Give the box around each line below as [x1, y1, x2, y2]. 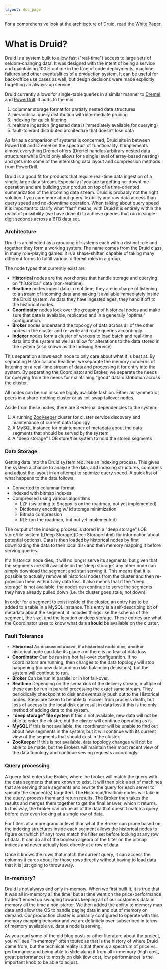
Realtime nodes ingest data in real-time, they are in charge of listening [12, 285, 158, 291]
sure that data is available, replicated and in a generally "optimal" [12, 312, 146, 318]
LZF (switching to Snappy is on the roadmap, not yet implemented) [19, 501, 157, 507]
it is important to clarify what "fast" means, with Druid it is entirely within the [5, 205, 161, 211]
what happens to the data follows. [5, 475, 75, 481]
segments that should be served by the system [12, 430, 109, 436]
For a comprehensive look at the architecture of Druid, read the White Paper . [5, 21, 162, 27]
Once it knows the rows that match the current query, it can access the [5, 851, 151, 857]
